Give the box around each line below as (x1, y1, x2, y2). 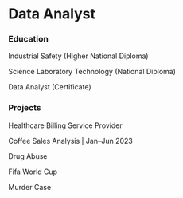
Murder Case (8, 182, 52, 192)
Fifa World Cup (8, 167, 58, 176)
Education (8, 34, 49, 45)
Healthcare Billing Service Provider (8, 121, 123, 130)
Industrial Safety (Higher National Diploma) (8, 51, 149, 61)
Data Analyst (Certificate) (8, 82, 91, 92)
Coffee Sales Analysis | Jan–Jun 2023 (8, 136, 133, 145)
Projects (8, 102, 41, 113)
